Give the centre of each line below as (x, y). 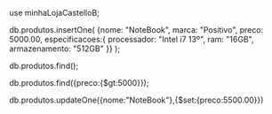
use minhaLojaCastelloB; (55, 13)
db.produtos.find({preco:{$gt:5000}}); (79, 83)
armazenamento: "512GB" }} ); (65, 49)
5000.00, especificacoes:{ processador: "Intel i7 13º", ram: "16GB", (132, 39)
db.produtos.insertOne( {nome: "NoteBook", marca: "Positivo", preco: (136, 30)
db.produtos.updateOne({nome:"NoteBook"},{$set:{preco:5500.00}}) (136, 100)
